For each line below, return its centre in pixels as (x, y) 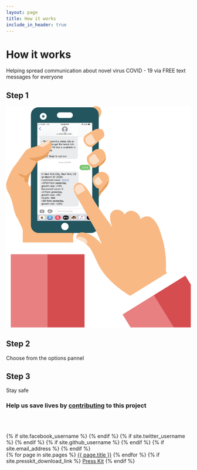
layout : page (22, 12)
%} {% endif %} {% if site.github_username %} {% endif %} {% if (85, 442)
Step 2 (18, 344)
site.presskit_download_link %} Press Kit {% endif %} (71, 461)
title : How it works (31, 18)
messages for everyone (35, 77)
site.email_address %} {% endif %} (48, 448)
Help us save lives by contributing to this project (76, 406)
